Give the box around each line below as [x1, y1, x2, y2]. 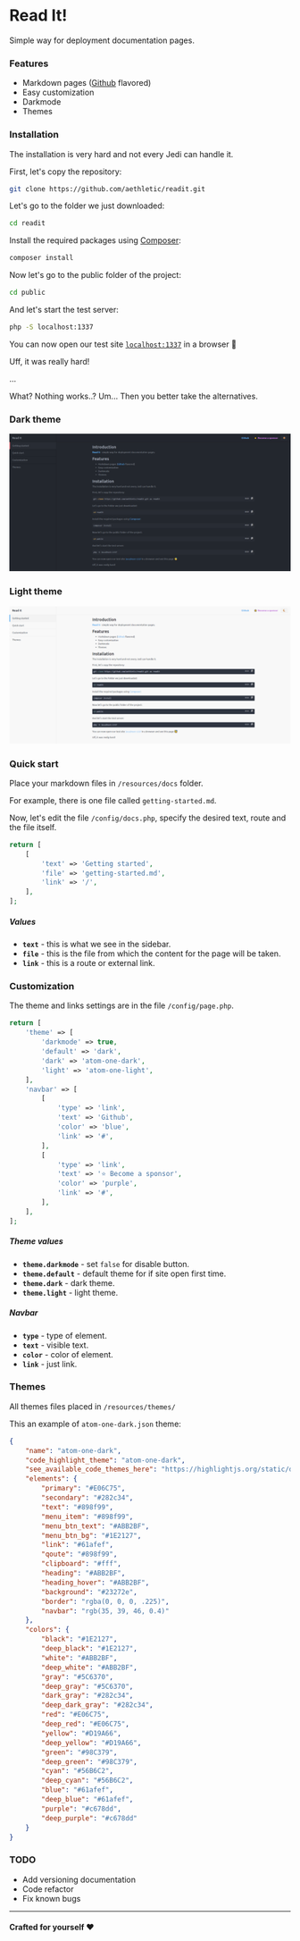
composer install [9, 254, 74, 263]
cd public [9, 288, 46, 298]
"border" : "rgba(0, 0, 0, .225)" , [41, 1597, 170, 1606]
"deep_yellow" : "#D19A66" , [41, 1738, 142, 1747]
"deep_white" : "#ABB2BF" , [41, 1663, 138, 1672]
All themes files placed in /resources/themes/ [9, 1400, 176, 1412]
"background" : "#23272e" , [41, 1587, 138, 1596]
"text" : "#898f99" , [41, 1502, 114, 1511]
